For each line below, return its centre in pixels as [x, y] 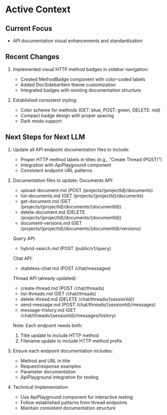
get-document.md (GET [45, 201]
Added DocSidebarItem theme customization [68, 84]
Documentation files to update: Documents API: [63, 180]
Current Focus [29, 29]
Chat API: [23, 258]
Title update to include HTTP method [60, 335]
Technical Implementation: [41, 387]
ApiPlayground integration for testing [59, 377]
